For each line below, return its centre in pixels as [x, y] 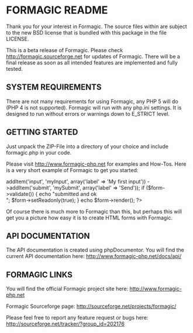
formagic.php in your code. [39, 152]
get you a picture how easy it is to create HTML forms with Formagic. [89, 218]
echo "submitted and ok [68, 194]
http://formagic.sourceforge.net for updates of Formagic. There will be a [93, 56]
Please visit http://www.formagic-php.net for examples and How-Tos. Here [96, 164]
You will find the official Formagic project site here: [67, 289]
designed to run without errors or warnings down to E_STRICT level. [88, 114]
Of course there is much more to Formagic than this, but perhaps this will [94, 211]
